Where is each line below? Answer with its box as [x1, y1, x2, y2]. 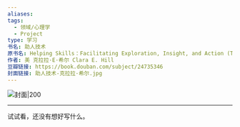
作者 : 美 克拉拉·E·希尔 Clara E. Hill [7, 57, 114, 64]
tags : [7, 17, 24, 24]
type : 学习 [7, 37, 38, 44]
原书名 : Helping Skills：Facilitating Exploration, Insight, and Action [7, 50, 224, 57]
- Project [14, 30, 43, 38]
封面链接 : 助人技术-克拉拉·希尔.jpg [7, 70, 102, 77]
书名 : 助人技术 [7, 43, 46, 50]
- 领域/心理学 [14, 23, 51, 31]
